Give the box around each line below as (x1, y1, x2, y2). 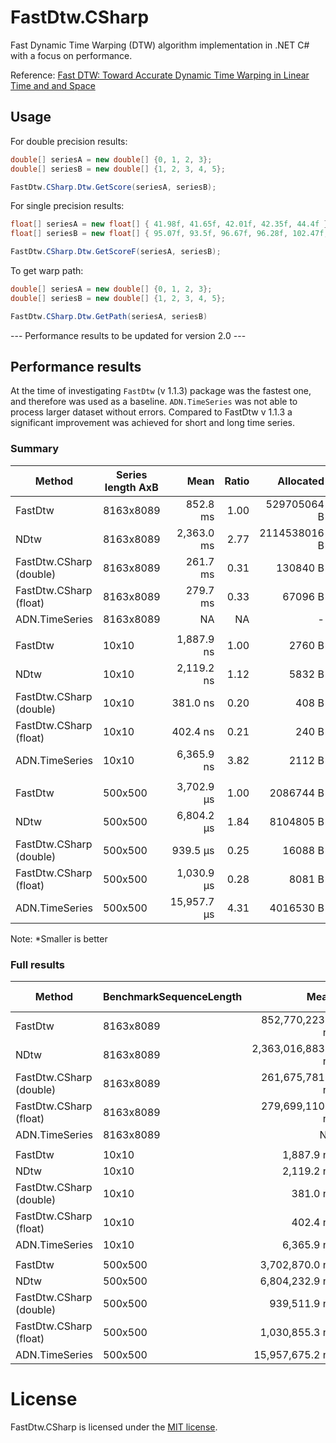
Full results (10, 957, 66, 971)
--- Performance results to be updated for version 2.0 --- (10, 329, 247, 341)
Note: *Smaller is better (10, 932, 108, 945)
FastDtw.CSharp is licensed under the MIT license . (10, 1421, 218, 1433)
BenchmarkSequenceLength (102, 990, 243, 1004)
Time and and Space (10, 79, 96, 91)
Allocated (277, 474, 325, 488)
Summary (10, 442, 60, 456)
